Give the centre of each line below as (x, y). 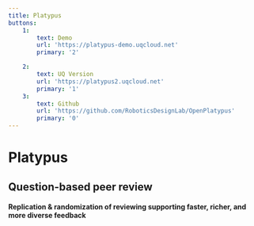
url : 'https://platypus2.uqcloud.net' (100, 81)
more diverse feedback (47, 216)
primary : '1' (58, 89)
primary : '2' (58, 52)
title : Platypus (35, 15)
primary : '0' (58, 119)
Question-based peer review (80, 187)
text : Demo (55, 38)
